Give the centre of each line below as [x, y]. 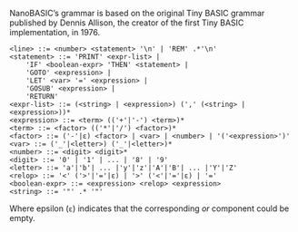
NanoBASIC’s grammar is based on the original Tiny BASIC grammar [137, 13]
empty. [23, 218]
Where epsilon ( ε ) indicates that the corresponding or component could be [149, 208]
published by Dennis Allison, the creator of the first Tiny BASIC [127, 23]
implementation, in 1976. [55, 32]
